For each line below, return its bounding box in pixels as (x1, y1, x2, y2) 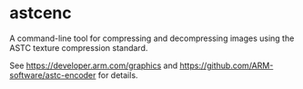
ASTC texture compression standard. (9, 42, 148, 53)
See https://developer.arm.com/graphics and (9, 60, 178, 71)
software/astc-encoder (9, 69, 96, 80)
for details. (97, 69, 138, 80)
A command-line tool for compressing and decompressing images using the (9, 33, 295, 44)
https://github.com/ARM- (179, 60, 274, 71)
